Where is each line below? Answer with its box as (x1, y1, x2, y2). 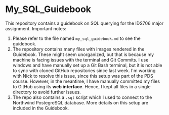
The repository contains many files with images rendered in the (12, 46, 145, 52)
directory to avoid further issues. (12, 89, 81, 95)
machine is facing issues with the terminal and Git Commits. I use (12, 56, 149, 63)
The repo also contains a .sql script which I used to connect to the (12, 94, 152, 100)
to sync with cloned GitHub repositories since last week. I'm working (12, 67, 156, 74)
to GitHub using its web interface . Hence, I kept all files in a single (12, 83, 151, 89)
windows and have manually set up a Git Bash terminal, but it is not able (12, 62, 162, 68)
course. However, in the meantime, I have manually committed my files (12, 78, 160, 84)
